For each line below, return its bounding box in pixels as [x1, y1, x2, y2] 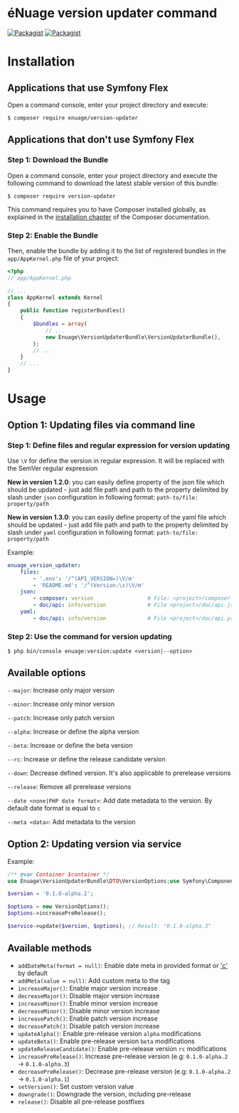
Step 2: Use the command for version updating [7, 631, 172, 641]
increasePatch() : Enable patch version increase [17, 1014, 158, 1023]
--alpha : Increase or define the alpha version [7, 727, 139, 736]
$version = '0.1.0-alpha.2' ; [7, 890, 94, 897]
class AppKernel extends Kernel [7, 294, 103, 301]
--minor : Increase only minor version [7, 700, 115, 708]
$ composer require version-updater [7, 192, 116, 200]
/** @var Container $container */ [7, 870, 110, 878]
